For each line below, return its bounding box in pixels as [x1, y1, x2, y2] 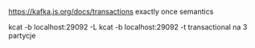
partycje [8, 31, 36, 40]
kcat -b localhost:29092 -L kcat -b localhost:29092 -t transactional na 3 [8, 22, 248, 31]
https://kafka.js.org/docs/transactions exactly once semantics [8, 7, 214, 16]
